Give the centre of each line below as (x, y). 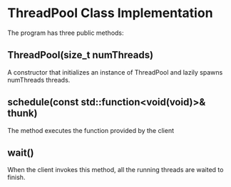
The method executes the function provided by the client (91, 130)
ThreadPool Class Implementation (110, 13)
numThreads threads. (39, 80)
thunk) (22, 113)
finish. (16, 177)
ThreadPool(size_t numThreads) (81, 55)
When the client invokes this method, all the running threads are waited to (115, 170)
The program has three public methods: (66, 33)
